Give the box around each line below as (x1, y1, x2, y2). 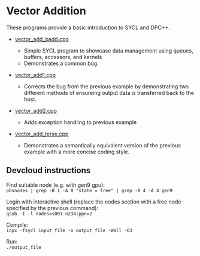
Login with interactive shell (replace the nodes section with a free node (6, 198, 181, 205)
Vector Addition (6, 4, 87, 18)
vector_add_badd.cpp (14, 35, 69, 42)
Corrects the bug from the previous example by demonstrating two (23, 82, 189, 90)
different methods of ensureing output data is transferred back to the (23, 89, 195, 96)
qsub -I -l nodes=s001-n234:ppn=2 (6, 211, 93, 217)
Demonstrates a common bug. (23, 60, 99, 67)
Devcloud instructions (6, 165, 91, 175)
